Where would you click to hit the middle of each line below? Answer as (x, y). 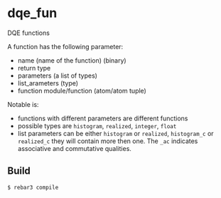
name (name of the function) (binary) (72, 60)
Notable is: (23, 104)
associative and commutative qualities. (74, 148)
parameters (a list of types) (58, 75)
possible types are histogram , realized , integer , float (97, 125)
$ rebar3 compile (33, 187)
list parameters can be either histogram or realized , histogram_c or (116, 133)
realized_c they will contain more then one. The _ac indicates (108, 141)
